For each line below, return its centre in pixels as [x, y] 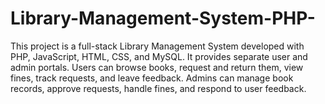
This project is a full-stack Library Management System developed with [157, 46]
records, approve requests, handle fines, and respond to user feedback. [158, 88]
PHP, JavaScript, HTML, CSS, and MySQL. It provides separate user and [159, 56]
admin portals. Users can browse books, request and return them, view [157, 67]
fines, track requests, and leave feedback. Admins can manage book [152, 78]
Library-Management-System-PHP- [163, 18]
